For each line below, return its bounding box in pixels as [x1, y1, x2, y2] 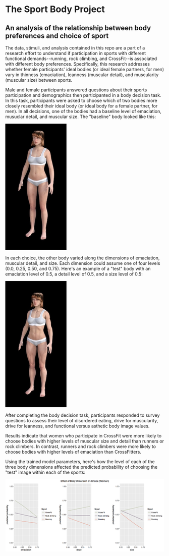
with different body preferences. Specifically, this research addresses [5, 61, 150, 67]
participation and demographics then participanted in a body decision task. [5, 92, 161, 98]
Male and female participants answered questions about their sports [5, 87, 147, 93]
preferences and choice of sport [5, 31, 109, 40]
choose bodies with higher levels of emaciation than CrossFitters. [5, 449, 141, 455]
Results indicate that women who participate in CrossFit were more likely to [5, 433, 162, 438]
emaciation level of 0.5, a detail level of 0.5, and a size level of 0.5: [5, 271, 143, 277]
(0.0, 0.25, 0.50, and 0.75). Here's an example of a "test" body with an [5, 266, 151, 271]
